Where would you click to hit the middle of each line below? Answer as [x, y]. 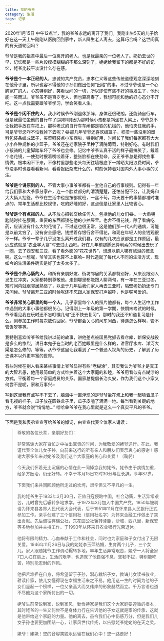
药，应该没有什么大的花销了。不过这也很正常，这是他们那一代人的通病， [78, 227]
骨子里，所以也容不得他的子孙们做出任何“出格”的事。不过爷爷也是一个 [84, 85]
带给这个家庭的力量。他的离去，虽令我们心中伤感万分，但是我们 [90, 616]
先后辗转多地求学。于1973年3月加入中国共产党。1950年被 [96, 503]
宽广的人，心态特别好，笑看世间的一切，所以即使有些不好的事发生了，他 [82, 91]
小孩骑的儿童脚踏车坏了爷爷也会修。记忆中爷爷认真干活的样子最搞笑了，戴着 [82, 151]
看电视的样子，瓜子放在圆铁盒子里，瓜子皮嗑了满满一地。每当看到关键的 [78, 401]
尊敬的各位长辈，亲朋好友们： [47, 433]
